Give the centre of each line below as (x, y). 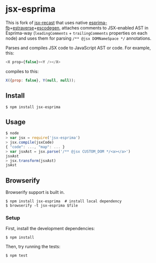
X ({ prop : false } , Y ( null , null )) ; (41, 80)
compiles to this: (22, 71)
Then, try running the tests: (33, 247)
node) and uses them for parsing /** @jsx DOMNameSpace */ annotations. (78, 38)
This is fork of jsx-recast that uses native (47, 23)
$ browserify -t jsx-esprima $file (42, 206)
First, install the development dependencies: (50, 229)
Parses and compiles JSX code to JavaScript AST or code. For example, (78, 48)
